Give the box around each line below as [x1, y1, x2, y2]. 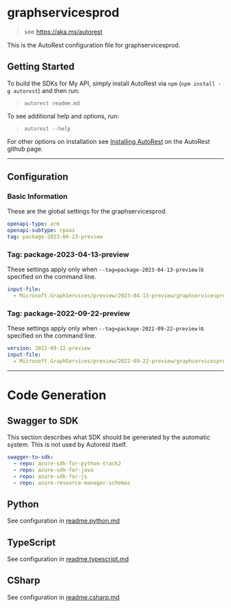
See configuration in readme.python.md [7, 516, 120, 525]
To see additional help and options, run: [7, 112, 119, 120]
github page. [7, 145, 43, 153]
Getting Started [7, 61, 75, 73]
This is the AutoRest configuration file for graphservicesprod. [7, 41, 181, 49]
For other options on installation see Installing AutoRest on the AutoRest [7, 137, 210, 145]
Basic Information [7, 191, 68, 201]
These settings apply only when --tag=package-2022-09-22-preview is [7, 324, 204, 333]
